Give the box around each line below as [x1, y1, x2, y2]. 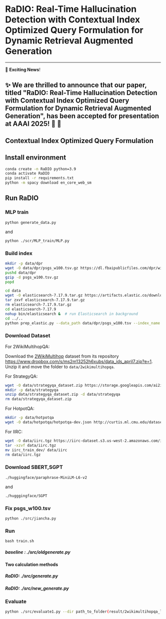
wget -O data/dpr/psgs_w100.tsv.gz [5, 265, 79, 270]
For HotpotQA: [5, 406, 35, 412]
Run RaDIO [5, 194, 39, 203]
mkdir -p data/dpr [5, 261, 43, 266]
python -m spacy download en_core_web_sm [5, 180, 92, 185]
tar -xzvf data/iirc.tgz [5, 443, 56, 448]
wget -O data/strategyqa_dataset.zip [5, 383, 83, 388]
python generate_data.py [5, 220, 56, 225]
